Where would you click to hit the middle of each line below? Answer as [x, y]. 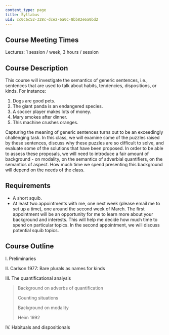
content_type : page [26, 10]
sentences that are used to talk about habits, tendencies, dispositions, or [81, 86]
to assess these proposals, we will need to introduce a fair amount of [77, 154]
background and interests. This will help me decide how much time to [85, 219]
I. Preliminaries [21, 258]
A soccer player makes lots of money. [52, 111]
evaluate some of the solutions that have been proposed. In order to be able [84, 148]
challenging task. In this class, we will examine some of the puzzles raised [82, 138]
